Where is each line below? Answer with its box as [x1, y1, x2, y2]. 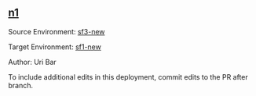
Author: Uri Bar [8, 57, 57, 66]
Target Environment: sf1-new [8, 42, 102, 52]
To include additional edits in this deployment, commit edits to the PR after [8, 72, 249, 81]
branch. [8, 80, 34, 90]
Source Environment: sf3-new [8, 27, 105, 36]
